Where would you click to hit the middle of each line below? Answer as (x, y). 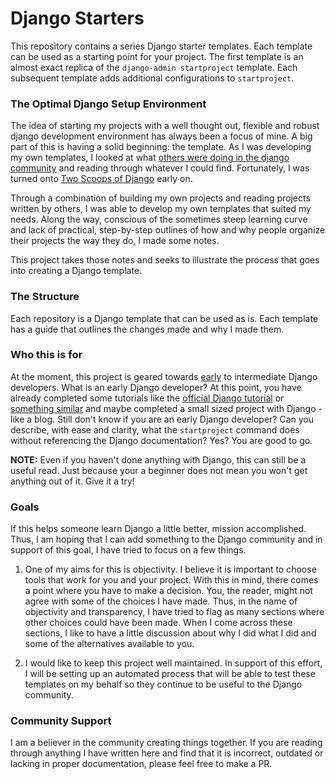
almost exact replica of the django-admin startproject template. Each (154, 67)
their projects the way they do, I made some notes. (115, 241)
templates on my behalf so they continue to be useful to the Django (163, 684)
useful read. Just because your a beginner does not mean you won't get (159, 470)
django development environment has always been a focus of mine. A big (161, 136)
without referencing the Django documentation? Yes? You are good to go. (161, 440)
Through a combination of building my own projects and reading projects (160, 198)
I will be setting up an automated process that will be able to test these (170, 674)
